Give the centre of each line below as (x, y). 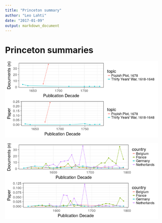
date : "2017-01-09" (25, 20)
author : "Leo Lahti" (26, 15)
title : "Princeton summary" (33, 10)
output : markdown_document (32, 26)
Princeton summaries (49, 50)
